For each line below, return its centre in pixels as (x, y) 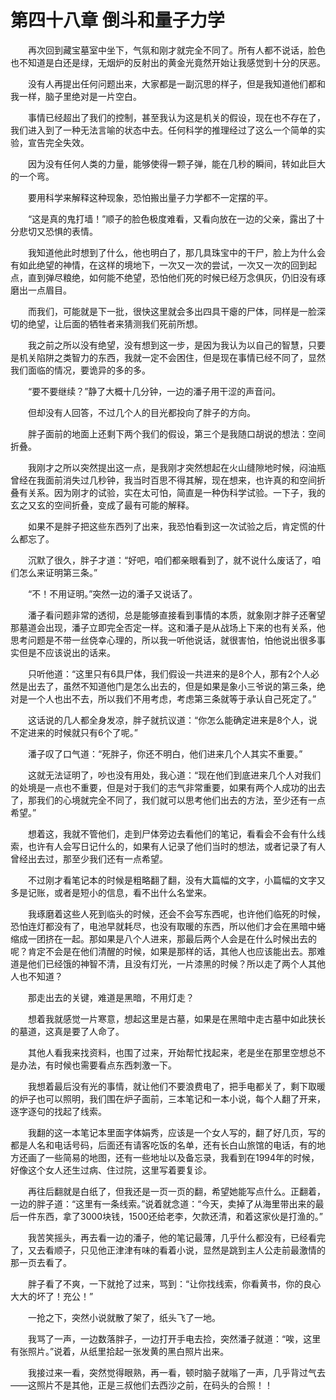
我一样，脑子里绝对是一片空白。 (76, 96)
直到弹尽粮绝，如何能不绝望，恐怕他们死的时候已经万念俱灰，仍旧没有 (172, 277)
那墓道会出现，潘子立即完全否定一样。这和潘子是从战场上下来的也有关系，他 (168, 627)
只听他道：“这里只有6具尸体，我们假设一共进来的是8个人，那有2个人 (169, 673)
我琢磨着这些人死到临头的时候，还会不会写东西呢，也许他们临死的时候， (176, 913)
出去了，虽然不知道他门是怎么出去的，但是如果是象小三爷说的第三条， (172, 686)
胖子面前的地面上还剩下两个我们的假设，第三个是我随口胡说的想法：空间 (176, 433)
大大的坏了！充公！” (52, 1296)
